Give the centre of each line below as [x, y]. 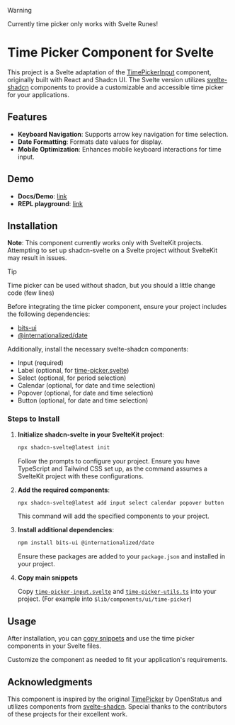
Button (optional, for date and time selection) [83, 400]
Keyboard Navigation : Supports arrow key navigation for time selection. [123, 134]
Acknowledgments [50, 682]
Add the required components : [63, 490]
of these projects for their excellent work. [68, 714]
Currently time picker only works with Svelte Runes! [83, 24]
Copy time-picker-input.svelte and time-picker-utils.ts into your [117, 592]
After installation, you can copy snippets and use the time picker [101, 639]
